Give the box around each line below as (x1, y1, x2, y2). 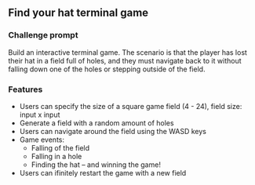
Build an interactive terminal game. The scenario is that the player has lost (8, 47, 247, 57)
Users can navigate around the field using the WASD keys (19, 126, 206, 136)
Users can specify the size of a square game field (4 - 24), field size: (19, 101, 242, 111)
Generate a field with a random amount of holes (19, 118, 174, 128)
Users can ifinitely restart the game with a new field (19, 168, 187, 177)
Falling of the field (31, 143, 90, 152)
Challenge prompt (8, 30, 78, 41)
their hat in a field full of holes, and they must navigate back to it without (8, 56, 242, 65)
